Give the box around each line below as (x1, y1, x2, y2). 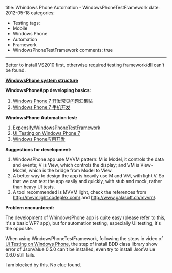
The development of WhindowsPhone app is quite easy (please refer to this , (5, 214, 166, 221)
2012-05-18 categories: (5, 10, 55, 16)
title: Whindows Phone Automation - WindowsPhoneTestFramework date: (5, 5, 160, 10)
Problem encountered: (5, 205, 54, 210)
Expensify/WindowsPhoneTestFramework (12, 124, 101, 131)
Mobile (12, 25, 28, 31)
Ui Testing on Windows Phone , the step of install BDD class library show (5, 241, 158, 247)
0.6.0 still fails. (5, 252, 36, 258)
